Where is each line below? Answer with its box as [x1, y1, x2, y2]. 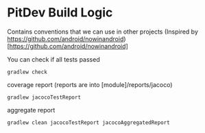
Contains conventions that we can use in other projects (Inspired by [7, 27, 199, 36]
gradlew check [7, 69, 48, 75]
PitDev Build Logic [7, 5, 113, 21]
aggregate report [7, 106, 56, 114]
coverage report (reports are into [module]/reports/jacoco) [7, 80, 173, 88]
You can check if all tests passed [7, 55, 101, 63]
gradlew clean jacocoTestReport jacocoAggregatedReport [7, 119, 170, 126]
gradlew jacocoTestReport [7, 94, 81, 101]
